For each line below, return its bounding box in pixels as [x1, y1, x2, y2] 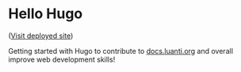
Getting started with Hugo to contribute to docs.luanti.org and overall [8, 46, 234, 55]
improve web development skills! [8, 55, 116, 64]
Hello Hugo [8, 5, 83, 23]
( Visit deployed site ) [8, 31, 74, 40]
